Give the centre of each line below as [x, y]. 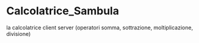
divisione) [19, 33]
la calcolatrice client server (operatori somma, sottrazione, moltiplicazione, [99, 27]
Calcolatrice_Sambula [63, 11]
